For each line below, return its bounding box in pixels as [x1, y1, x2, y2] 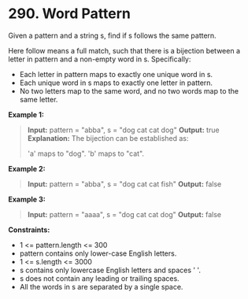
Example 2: [8, 164, 46, 173]
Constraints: [8, 225, 50, 234]
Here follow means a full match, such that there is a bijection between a [8, 46, 241, 55]
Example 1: [8, 109, 45, 119]
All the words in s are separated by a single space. [19, 282, 183, 291]
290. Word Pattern [8, 5, 131, 23]
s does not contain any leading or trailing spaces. [19, 273, 180, 283]
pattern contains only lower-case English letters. [19, 249, 177, 258]
